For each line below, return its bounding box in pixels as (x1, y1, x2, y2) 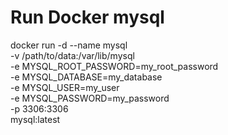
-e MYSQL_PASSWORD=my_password (10, 92, 170, 104)
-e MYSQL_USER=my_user (10, 81, 120, 93)
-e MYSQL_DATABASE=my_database (10, 71, 163, 83)
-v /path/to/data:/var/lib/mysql (10, 49, 135, 61)
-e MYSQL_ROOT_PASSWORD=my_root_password (10, 60, 219, 72)
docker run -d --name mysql (10, 39, 128, 51)
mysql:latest (10, 113, 61, 125)
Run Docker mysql (10, 6, 165, 29)
